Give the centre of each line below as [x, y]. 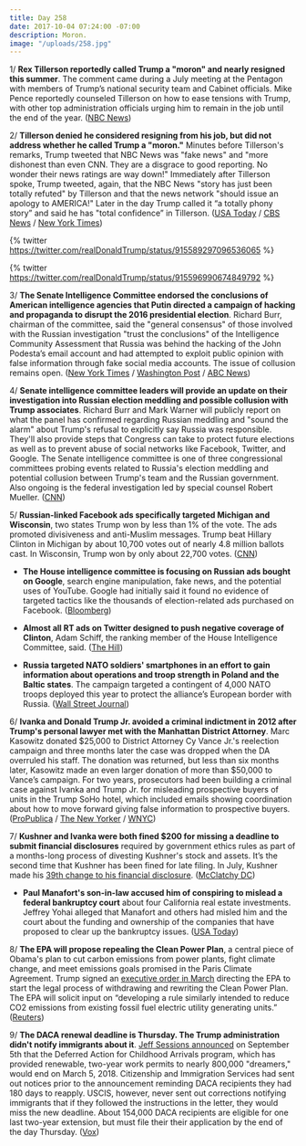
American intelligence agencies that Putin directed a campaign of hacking [153, 305]
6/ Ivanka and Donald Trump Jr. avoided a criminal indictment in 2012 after [153, 721]
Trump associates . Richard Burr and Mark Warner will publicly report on [145, 410]
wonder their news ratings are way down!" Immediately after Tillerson [140, 174]
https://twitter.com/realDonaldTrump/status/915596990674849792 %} [142, 278]
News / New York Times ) [56, 223]
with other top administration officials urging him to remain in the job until [147, 108]
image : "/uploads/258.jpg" [61, 43]
